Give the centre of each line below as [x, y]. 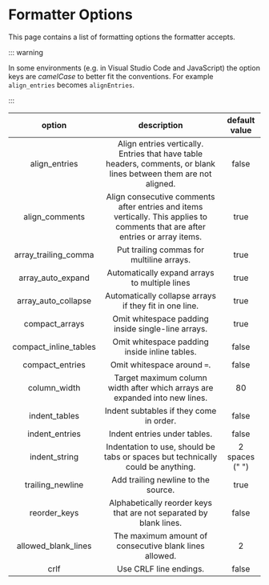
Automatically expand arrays [161, 272]
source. [161, 490]
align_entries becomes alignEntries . [71, 85]
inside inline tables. [161, 351]
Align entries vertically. [161, 143]
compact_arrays [54, 323]
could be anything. [161, 467]
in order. [161, 420]
